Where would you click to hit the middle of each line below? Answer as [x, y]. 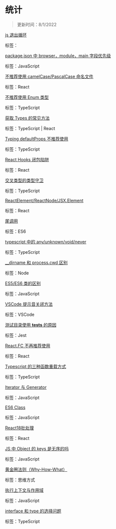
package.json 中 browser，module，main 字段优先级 [58, 55]
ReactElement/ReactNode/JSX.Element [44, 200]
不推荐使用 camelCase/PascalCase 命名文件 [49, 76]
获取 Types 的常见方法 [28, 118]
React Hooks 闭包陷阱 [27, 159]
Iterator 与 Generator [26, 387]
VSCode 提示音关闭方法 [29, 304]
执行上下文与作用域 [24, 490]
